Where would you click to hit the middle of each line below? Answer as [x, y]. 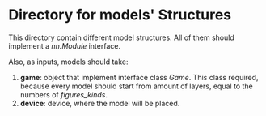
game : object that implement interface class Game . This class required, [139, 77]
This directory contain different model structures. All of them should [121, 37]
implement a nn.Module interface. [65, 45]
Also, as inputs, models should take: [68, 62]
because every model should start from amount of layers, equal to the [136, 86]
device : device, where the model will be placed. [100, 103]
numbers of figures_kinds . [63, 94]
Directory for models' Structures [120, 15]
